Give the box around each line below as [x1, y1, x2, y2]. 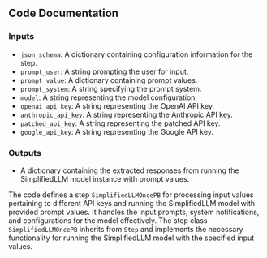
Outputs [8, 147, 42, 158]
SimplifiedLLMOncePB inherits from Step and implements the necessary [8, 224, 243, 234]
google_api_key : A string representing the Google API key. [19, 127, 213, 136]
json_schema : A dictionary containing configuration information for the [19, 49, 253, 59]
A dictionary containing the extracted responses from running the [19, 166, 239, 175]
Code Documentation [8, 6, 119, 20]
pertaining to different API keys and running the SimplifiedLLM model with [8, 198, 256, 208]
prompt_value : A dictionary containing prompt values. [19, 75, 198, 84]
